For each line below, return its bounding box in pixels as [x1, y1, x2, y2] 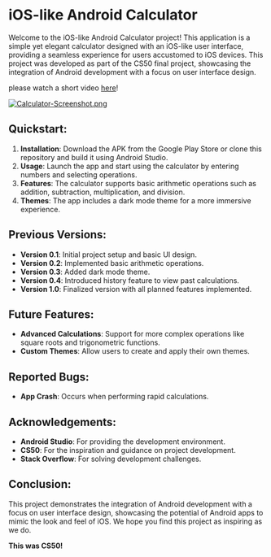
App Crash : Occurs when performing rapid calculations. [20, 392, 209, 402]
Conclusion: [8, 477, 72, 491]
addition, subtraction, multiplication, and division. [20, 187, 186, 197]
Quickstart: [8, 122, 68, 136]
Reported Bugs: [8, 370, 90, 384]
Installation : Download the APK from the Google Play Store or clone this [20, 144, 262, 154]
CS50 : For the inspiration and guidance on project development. [20, 446, 236, 455]
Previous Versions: [8, 228, 107, 242]
